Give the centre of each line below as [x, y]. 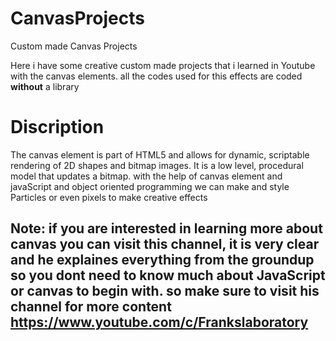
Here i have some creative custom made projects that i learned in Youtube [163, 65]
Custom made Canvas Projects [74, 46]
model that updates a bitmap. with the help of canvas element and [146, 176]
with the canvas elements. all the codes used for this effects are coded [156, 76]
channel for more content [91, 307]
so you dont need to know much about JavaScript [168, 275]
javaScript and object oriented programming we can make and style [150, 186]
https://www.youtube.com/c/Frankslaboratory [159, 322]
